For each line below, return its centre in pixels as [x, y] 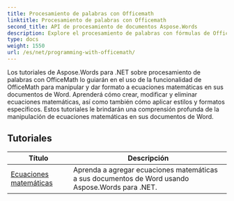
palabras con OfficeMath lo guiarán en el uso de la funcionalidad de [104, 79]
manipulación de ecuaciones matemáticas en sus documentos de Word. [110, 116]
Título [39, 158]
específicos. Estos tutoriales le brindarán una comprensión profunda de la [113, 109]
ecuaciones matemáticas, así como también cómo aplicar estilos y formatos [116, 102]
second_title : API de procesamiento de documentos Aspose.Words [102, 26]
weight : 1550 [26, 46]
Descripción [148, 158]
